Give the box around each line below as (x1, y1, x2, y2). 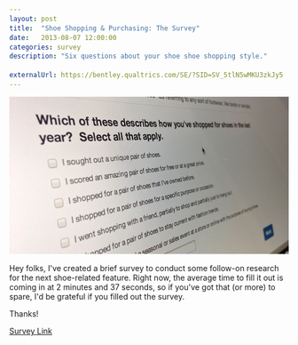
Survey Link (9, 325, 53, 337)
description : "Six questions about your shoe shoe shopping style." (9, 52, 268, 61)
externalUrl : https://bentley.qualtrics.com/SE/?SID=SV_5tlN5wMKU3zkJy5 (9, 71, 284, 80)
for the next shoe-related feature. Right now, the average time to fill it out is (9, 272, 284, 284)
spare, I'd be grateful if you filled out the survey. (9, 292, 184, 302)
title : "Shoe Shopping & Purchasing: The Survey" (9, 23, 200, 33)
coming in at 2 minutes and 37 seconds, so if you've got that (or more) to (9, 282, 276, 293)
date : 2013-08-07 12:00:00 (9, 33, 117, 42)
